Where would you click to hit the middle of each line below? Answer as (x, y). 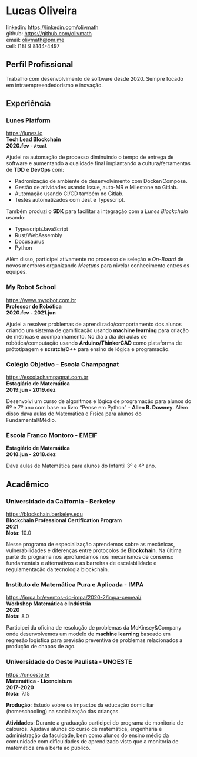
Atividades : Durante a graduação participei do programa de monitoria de (95, 722)
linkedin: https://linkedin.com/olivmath (52, 27)
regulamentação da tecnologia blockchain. (58, 569)
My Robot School (31, 287)
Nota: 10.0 (19, 533)
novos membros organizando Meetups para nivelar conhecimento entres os (98, 266)
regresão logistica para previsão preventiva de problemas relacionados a (94, 640)
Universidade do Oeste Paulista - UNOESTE (69, 662)
